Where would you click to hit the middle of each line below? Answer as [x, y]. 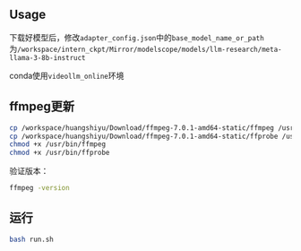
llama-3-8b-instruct [48, 57]
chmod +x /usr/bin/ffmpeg [57, 144]
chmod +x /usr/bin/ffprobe [60, 153]
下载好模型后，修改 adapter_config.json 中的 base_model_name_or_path [137, 37]
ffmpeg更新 [42, 107]
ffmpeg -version [39, 188]
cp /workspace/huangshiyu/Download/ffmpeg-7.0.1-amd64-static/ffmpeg [142, 128]
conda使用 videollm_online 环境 [67, 75]
